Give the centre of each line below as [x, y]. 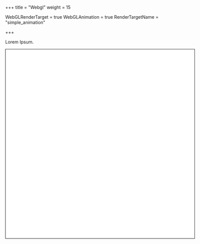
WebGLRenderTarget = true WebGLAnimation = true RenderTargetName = [82, 17]
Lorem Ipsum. [20, 42]
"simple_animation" [25, 22]
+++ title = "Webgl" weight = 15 [38, 7]
